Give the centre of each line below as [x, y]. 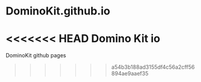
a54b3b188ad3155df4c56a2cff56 [153, 67]
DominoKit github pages [36, 55]
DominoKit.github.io [58, 11]
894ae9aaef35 [130, 74]
